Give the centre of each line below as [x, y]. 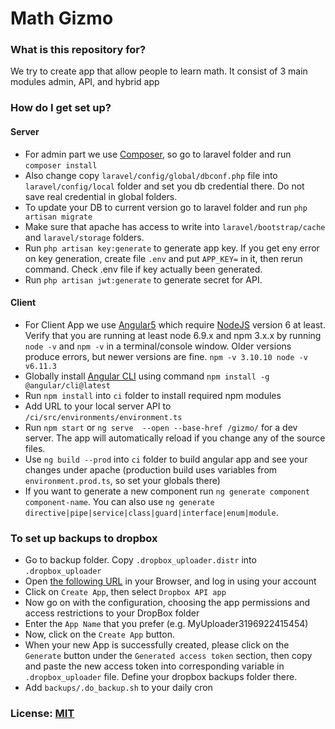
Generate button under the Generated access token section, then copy [168, 656]
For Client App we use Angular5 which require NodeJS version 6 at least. [175, 324]
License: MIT [42, 714]
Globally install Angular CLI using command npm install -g [147, 376]
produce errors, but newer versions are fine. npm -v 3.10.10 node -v [166, 356]
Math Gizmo [62, 18]
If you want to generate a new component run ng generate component [167, 491]
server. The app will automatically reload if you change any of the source [175, 438]
